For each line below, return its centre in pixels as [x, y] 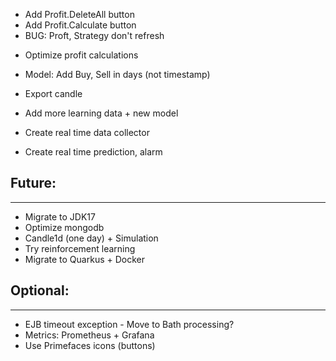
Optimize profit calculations [81, 55]
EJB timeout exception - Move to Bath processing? [129, 324]
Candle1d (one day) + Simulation [91, 238]
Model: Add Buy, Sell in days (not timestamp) [117, 74]
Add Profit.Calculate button [80, 25]
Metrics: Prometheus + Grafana [89, 335]
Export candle [53, 93]
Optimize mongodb [64, 227]
